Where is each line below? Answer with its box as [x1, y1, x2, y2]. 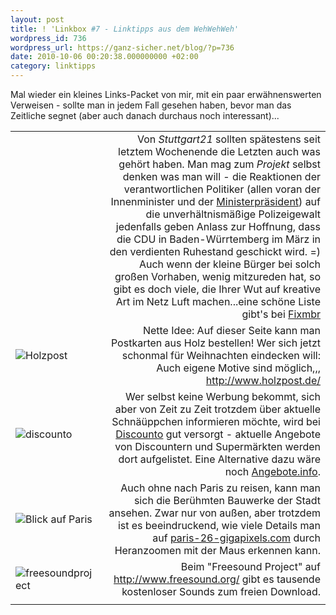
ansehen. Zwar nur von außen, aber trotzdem [108, 506, 321, 520]
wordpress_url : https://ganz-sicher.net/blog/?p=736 [10, 42, 235, 53]
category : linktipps [10, 61, 97, 71]
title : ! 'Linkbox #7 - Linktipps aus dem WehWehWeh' [10, 24, 240, 34]
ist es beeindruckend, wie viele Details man [117, 519, 321, 532]
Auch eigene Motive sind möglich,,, [156, 361, 321, 375]
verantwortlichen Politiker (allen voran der [123, 182, 321, 196]
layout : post [10, 14, 65, 25]
